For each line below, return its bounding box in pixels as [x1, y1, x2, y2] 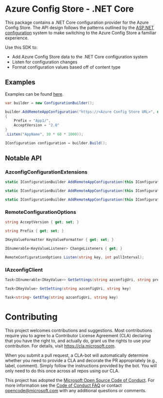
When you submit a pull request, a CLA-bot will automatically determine [5, 352, 148, 358]
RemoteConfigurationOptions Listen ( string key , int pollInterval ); [5, 255, 145, 260]
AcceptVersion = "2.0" [14, 123, 60, 128]
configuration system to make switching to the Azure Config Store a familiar [5, 30, 157, 35]
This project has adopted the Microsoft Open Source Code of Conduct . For [5, 377, 155, 383]
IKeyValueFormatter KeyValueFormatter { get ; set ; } [5, 237, 114, 242]
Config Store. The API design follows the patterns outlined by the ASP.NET [5, 24, 154, 30]
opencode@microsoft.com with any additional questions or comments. [5, 387, 147, 393]
